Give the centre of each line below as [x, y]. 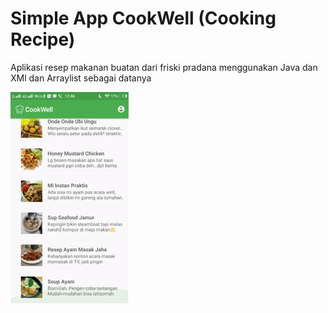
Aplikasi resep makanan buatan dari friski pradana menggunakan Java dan [164, 67]
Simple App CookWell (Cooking [143, 18]
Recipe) [43, 39]
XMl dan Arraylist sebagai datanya [81, 78]
